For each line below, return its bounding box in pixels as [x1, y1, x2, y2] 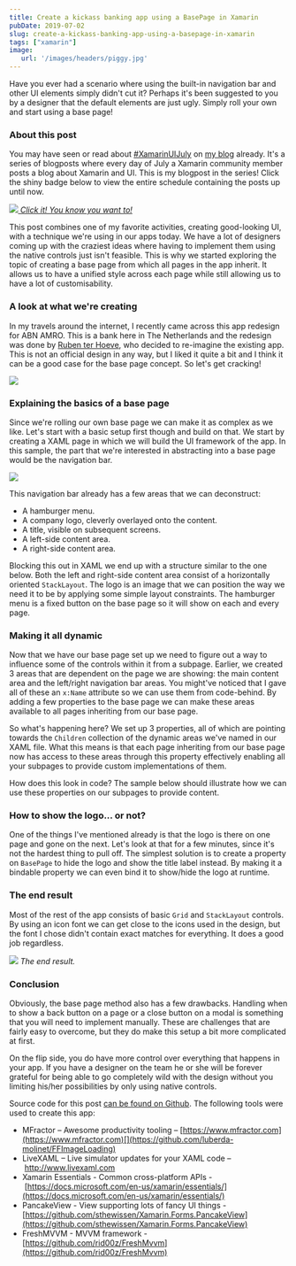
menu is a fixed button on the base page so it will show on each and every [9, 598, 280, 608]
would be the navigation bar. [9, 454, 113, 465]
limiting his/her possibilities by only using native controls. [9, 1081, 217, 1092]
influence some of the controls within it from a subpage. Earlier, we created [9, 659, 284, 669]
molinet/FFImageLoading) [21, 1144, 117, 1154]
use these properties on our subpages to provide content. [9, 787, 219, 798]
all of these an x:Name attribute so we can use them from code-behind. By [9, 687, 277, 698]
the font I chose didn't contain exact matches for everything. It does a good [9, 928, 285, 938]
